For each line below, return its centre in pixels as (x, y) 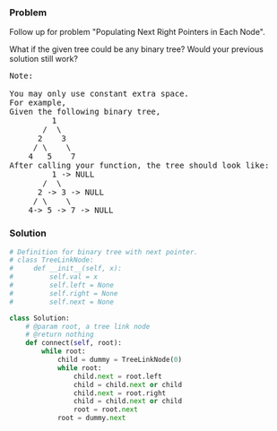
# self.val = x (54, 277)
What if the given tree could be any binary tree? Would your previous (137, 49)
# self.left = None (62, 285)
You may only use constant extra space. (100, 94)
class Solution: (39, 318)
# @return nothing (60, 335)
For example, (38, 103)
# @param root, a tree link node (88, 326)
